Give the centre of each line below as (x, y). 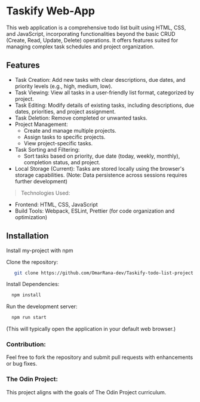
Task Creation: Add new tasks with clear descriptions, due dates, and (100, 79)
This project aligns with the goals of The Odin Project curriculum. (86, 392)
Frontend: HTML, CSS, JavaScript (56, 204)
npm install (27, 295)
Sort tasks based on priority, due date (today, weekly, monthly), (102, 156)
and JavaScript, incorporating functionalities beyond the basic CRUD (91, 33)
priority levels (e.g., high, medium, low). (64, 86)
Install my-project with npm (40, 250)
